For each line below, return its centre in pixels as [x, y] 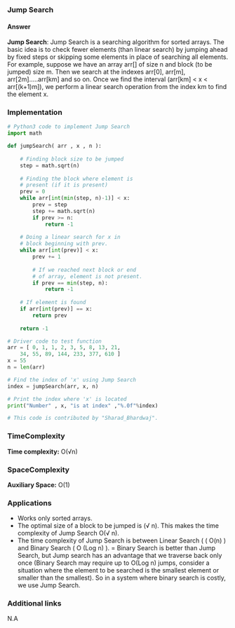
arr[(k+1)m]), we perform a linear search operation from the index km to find [117, 87]
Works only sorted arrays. [55, 518]
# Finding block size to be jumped [72, 159]
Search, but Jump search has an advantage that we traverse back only [120, 556]
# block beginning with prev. [64, 244]
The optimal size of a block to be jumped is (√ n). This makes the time [118, 526]
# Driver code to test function [54, 341]
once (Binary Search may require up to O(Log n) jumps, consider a [113, 563]
